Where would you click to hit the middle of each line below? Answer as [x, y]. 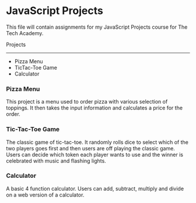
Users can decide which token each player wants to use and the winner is [95, 154]
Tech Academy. [25, 33]
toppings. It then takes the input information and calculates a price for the [94, 108]
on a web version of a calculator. [45, 195]
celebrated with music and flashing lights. [56, 161]
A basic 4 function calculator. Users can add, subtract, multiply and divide [95, 188]
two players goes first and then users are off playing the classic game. [90, 148]
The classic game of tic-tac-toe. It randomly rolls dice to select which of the [97, 142]
